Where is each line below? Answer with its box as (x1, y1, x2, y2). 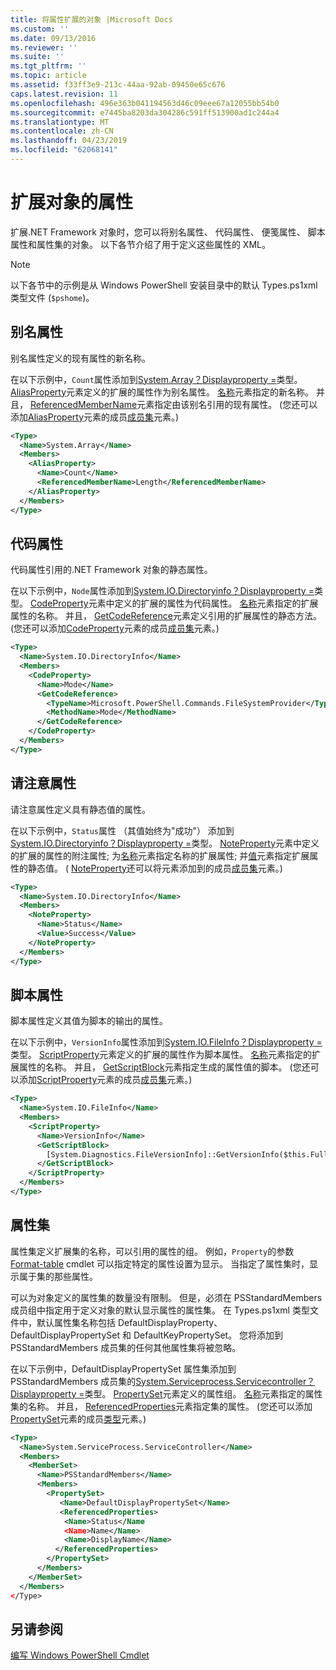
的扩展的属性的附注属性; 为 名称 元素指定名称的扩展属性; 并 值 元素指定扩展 (10, 849, 310, 861)
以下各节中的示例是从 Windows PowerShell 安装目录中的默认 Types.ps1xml (10, 279, 318, 291)
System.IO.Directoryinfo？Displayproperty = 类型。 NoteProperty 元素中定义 (10, 837, 320, 849)
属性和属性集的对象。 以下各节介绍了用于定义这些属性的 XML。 (10, 238, 271, 250)
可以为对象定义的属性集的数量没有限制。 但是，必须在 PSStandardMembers (10, 1291, 323, 1303)
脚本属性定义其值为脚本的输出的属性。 (10, 1015, 168, 1027)
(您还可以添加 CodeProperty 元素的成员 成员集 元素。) (10, 622, 220, 635)
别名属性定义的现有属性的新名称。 (10, 352, 151, 364)
